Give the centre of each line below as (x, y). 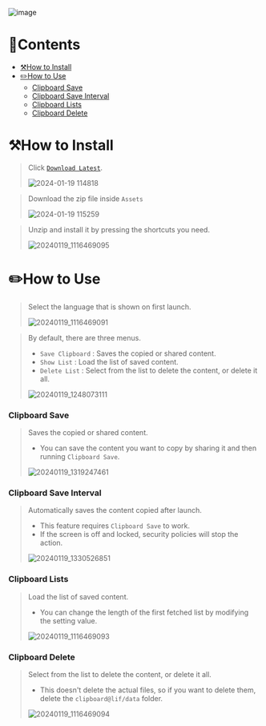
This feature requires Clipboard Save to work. (115, 526)
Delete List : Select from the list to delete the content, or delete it (149, 370)
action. (51, 543)
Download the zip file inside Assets (85, 198)
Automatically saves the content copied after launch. (115, 510)
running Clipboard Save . (80, 457)
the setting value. (69, 620)
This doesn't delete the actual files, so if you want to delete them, (148, 690)
